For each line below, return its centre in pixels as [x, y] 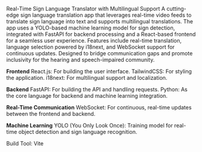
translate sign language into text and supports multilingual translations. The [100, 21]
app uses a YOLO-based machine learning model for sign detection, [91, 28]
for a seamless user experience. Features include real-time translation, [94, 41]
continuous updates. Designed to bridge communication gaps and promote [99, 53]
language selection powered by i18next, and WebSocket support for [90, 47]
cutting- [177, 9]
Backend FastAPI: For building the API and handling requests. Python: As [97, 89]
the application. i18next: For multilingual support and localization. [87, 78]
